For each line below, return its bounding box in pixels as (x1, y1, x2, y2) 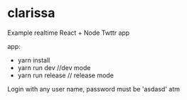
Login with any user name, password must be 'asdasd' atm (7, 84, 180, 93)
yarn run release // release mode (17, 71, 114, 79)
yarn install (17, 55, 50, 65)
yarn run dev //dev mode (17, 63, 91, 72)
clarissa (7, 5, 55, 21)
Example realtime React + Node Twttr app (7, 28, 130, 37)
